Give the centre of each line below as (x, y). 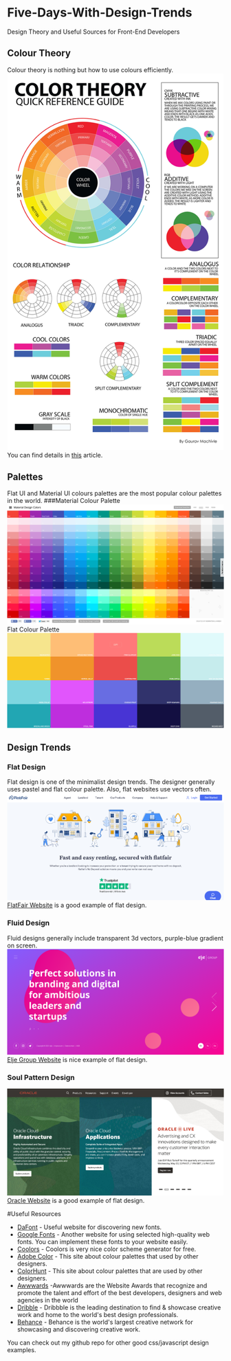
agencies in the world (48, 1301)
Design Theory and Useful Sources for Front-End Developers (93, 32)
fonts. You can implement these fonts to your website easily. (102, 1242)
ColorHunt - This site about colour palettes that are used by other (110, 1271)
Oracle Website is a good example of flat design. (76, 1201)
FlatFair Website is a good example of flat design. (77, 906)
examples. (22, 1350)
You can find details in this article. (55, 455)
